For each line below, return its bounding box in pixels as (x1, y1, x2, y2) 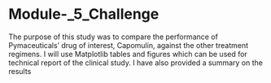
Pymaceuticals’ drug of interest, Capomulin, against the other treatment (8, 40, 248, 50)
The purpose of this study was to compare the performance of (8, 32, 218, 41)
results (8, 66, 32, 76)
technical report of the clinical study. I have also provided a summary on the (8, 58, 263, 68)
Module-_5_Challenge (8, 5, 160, 24)
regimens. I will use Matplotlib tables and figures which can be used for (8, 49, 248, 59)
